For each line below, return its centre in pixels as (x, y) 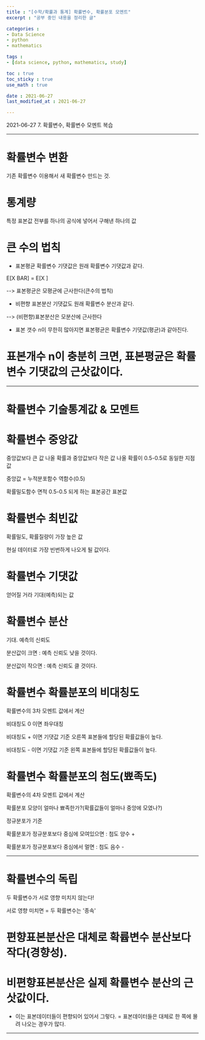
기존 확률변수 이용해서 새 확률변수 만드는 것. (59, 176)
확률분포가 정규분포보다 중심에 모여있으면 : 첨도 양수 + (71, 833)
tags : (15, 57)
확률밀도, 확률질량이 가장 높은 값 (45, 536)
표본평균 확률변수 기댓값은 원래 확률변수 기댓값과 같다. (80, 266)
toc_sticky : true (30, 79)
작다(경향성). (37, 952)
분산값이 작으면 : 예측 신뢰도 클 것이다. (52, 665)
